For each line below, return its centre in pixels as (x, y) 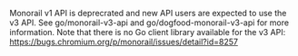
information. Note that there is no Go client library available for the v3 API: (148, 32)
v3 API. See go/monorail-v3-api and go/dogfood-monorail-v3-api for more (149, 23)
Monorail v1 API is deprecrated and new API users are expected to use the (148, 13)
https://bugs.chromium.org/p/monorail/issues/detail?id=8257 (124, 42)
